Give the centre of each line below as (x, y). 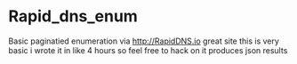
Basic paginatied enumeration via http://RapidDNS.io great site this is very (144, 41)
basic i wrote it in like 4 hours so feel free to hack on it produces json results (148, 50)
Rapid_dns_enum (73, 16)
